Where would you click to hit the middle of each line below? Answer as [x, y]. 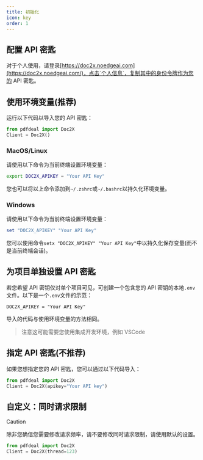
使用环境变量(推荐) [41, 102]
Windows [21, 205]
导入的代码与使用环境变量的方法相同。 [54, 319]
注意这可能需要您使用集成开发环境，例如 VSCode [83, 332]
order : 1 [17, 23]
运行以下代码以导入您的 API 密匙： [50, 118]
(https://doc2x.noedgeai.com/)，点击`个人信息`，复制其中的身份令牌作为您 [100, 73]
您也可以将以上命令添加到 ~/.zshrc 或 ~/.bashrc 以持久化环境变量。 [88, 188]
